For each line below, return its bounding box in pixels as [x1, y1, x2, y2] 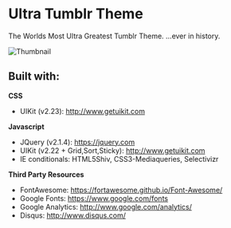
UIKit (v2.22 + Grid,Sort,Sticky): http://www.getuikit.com [19, 145, 206, 155]
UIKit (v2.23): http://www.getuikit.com [19, 106, 146, 116]
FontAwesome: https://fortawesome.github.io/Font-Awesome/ [19, 185, 223, 195]
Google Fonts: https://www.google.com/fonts [19, 193, 169, 203]
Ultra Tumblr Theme [8, 5, 143, 23]
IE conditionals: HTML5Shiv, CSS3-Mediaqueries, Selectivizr [19, 154, 219, 163]
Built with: [8, 69, 60, 84]
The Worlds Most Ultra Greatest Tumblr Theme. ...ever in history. [8, 31, 221, 41]
